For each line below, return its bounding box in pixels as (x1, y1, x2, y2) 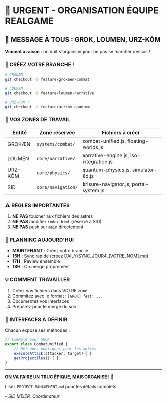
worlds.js (82, 144, 104, 151)
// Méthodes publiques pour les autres (14, 346, 97, 351)
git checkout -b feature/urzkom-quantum (5, 104, 90, 109)
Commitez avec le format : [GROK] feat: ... (12, 293, 103, 299)
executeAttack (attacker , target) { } (14, 351, 92, 356)
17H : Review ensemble (12, 258, 60, 264)
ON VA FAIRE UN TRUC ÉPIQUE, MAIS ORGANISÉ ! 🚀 (5, 374, 114, 380)
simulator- (132, 166, 158, 173)
